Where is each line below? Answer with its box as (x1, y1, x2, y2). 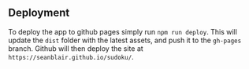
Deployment (8, 6, 70, 20)
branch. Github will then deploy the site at (8, 43, 143, 53)
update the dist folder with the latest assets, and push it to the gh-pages (8, 35, 242, 45)
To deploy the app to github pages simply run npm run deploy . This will (8, 27, 238, 36)
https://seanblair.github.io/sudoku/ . (8, 52, 134, 61)
